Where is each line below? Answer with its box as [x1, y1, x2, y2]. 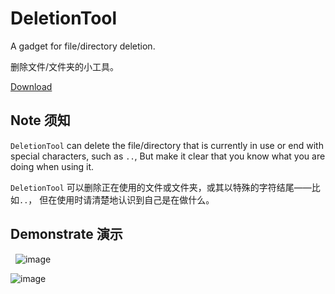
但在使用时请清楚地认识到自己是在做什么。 [39, 193, 215, 206]
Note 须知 [10, 112, 71, 129]
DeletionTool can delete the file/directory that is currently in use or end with [10, 139, 324, 151]
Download [10, 80, 53, 92]
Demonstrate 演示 [10, 226, 123, 243]
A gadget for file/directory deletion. [10, 40, 156, 52]
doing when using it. [10, 160, 95, 172]
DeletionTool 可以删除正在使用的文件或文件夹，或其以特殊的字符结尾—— [10, 181, 312, 193]
